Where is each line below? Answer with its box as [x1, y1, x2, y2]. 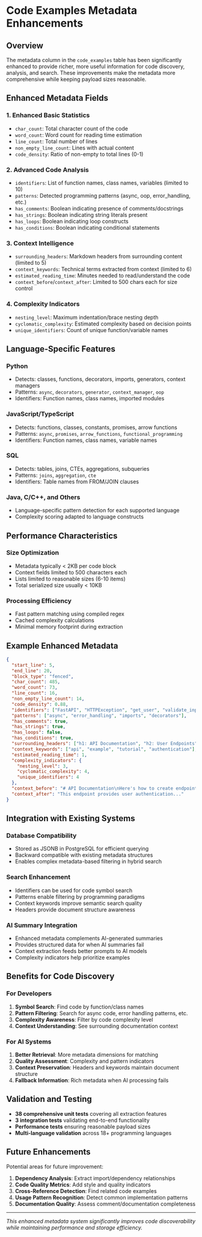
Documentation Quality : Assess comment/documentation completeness [14, 1200, 196, 1207]
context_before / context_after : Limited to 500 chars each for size [14, 279, 177, 286]
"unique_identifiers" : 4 [17, 774, 79, 781]
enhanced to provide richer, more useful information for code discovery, [6, 63, 185, 70]
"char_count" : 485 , [11, 679, 61, 685]
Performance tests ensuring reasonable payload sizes [14, 1122, 151, 1130]
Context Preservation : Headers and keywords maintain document [14, 1063, 179, 1071]
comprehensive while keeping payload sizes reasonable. [6, 76, 147, 83]
